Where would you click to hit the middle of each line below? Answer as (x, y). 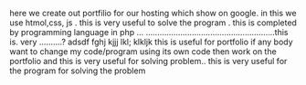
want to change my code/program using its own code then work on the (143, 52)
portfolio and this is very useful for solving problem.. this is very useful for (148, 61)
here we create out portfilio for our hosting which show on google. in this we (153, 13)
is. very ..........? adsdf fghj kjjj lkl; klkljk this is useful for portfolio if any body (152, 42)
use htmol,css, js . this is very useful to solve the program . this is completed (153, 23)
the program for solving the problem (78, 71)
